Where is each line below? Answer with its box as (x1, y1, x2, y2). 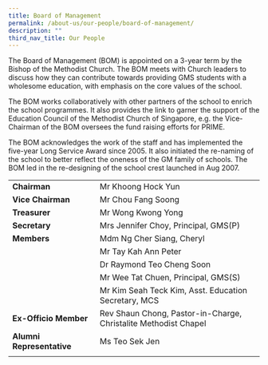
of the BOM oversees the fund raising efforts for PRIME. (41, 122, 226, 132)
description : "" (8, 26, 62, 34)
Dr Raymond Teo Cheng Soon (99, 259, 211, 270)
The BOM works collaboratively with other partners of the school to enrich (8, 97, 253, 106)
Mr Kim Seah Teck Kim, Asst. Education (99, 285, 247, 296)
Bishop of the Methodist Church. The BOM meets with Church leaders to (8, 65, 247, 74)
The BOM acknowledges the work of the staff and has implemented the (8, 137, 243, 148)
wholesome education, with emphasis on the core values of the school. (8, 81, 242, 91)
